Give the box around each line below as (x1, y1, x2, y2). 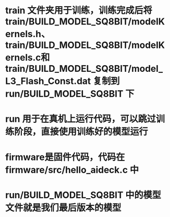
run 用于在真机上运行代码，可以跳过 (5, 113, 156, 125)
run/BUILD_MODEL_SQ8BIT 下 (5, 88, 135, 100)
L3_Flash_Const (5, 75, 74, 87)
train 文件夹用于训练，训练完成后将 (5, 5, 153, 16)
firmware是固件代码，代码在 (5, 151, 125, 163)
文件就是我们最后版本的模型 (5, 202, 122, 213)
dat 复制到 (76, 75, 120, 87)
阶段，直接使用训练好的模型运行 (14, 126, 149, 138)
